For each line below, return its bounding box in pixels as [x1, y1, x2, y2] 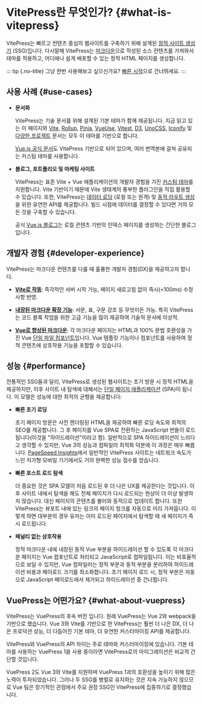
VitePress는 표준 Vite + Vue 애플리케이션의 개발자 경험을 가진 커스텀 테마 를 [14, 178, 194, 185]
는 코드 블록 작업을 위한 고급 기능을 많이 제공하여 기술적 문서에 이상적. [14, 314, 179, 321]
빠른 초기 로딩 [14, 406, 47, 413]
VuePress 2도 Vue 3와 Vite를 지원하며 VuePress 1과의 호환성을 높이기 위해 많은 [6, 668, 196, 676]
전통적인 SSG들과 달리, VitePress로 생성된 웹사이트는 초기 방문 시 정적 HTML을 [6, 378, 194, 386]
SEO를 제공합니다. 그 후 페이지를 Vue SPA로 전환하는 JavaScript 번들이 [14, 427, 185, 434]
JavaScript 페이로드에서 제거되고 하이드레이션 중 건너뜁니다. [26, 576, 169, 583]
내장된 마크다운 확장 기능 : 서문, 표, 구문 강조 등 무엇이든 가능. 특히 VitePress [14, 306, 194, 313]
